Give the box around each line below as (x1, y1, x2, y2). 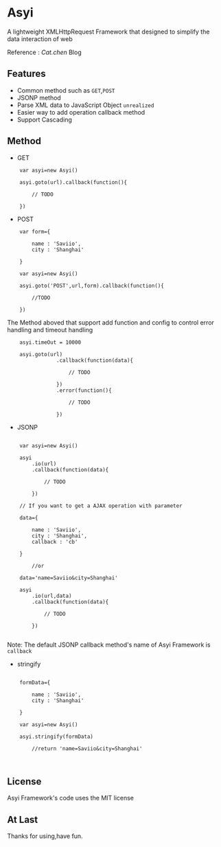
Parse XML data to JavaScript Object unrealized (16, 101, 154, 109)
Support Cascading (16, 115, 72, 124)
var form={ (19, 228, 51, 235)
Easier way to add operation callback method (16, 108, 146, 116)
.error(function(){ (56, 386, 112, 394)
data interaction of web (7, 34, 73, 43)
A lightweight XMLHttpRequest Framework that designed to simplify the (7, 27, 210, 36)
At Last (7, 813, 38, 825)
